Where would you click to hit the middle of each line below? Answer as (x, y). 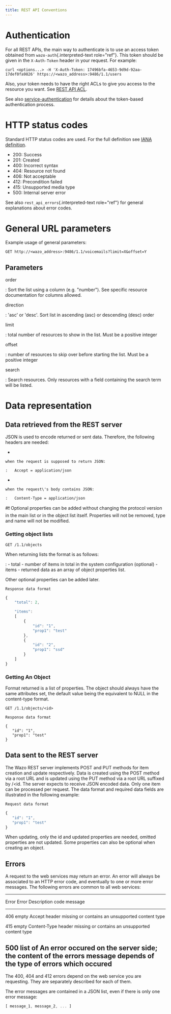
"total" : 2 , (27, 603)
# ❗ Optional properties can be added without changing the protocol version (84, 508)
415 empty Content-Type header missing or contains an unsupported (78, 926)
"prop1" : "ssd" (49, 650)
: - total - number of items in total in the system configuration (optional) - (81, 564)
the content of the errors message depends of (80, 956)
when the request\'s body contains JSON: (50, 489)
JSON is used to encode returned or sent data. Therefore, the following (80, 437)
